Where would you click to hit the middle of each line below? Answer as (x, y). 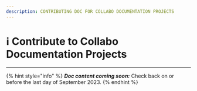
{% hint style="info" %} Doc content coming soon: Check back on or (90, 76)
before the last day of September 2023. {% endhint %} (72, 82)
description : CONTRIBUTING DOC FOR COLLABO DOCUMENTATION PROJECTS (90, 11)
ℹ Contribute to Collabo (62, 41)
